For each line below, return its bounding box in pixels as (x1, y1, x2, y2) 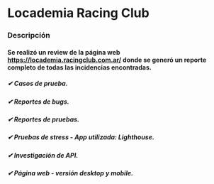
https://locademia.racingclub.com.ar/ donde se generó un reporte (7, 55, 207, 64)
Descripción (7, 31, 51, 40)
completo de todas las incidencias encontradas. (7, 63, 152, 72)
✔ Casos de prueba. (7, 80, 69, 88)
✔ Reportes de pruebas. (7, 115, 80, 124)
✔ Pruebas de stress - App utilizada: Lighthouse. (7, 133, 154, 141)
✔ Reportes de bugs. (7, 97, 69, 106)
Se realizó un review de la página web (7, 48, 120, 56)
